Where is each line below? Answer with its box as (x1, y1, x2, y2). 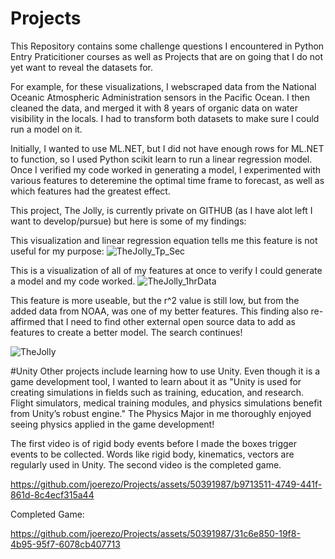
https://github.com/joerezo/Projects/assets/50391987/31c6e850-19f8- (10, 527, 301, 539)
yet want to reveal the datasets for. (10, 61, 153, 73)
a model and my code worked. (10, 275, 136, 287)
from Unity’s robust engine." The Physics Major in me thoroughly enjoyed (10, 407, 312, 419)
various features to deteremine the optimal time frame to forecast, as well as (10, 174, 325, 186)
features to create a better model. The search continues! (10, 326, 243, 338)
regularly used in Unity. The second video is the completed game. (10, 458, 282, 471)
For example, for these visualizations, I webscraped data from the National (10, 80, 317, 92)
